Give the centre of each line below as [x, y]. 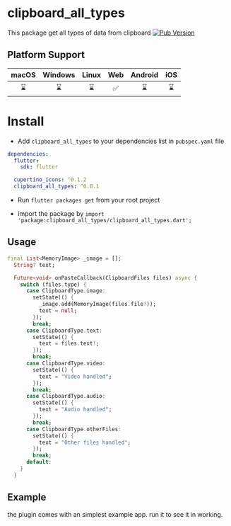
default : [39, 462]
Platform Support [46, 55]
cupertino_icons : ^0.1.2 [50, 180]
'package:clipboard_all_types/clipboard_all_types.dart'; [105, 221]
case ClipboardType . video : [66, 363]
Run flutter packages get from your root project [89, 200]
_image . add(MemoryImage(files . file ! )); [97, 304]
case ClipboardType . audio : [66, 396]
